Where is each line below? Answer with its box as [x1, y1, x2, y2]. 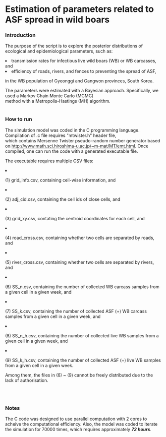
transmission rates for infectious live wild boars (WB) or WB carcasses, [11, 58, 157, 64]
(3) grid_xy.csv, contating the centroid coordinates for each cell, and [5, 215, 145, 221]
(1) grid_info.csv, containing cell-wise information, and [5, 177, 116, 183]
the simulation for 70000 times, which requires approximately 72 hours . [5, 427, 152, 433]
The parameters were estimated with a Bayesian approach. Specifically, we [5, 88, 159, 94]
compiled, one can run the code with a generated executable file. [5, 148, 138, 154]
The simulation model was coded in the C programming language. [5, 127, 140, 133]
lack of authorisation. [5, 377, 49, 383]
